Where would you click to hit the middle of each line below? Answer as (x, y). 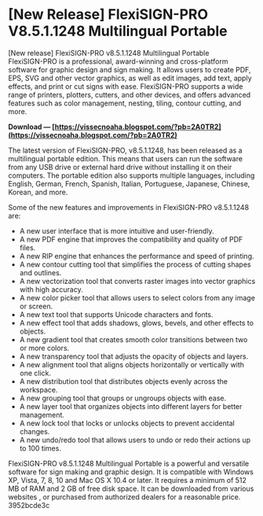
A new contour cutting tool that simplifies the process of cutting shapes (135, 264)
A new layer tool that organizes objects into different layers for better (131, 406)
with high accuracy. (51, 289)
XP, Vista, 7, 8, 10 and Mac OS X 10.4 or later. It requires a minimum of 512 (128, 480)
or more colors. (44, 348)
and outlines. (40, 272)
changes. (35, 431)
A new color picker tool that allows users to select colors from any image (137, 297)
